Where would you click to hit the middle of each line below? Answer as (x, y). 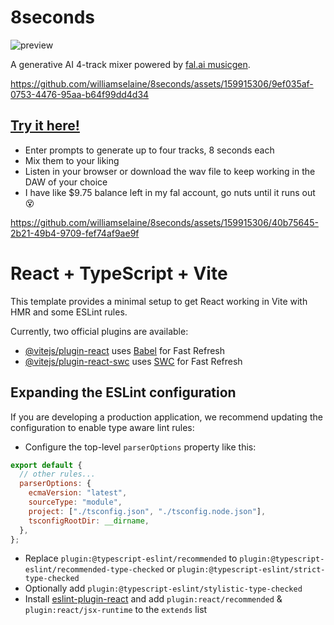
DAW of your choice (66, 182)
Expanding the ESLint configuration (123, 392)
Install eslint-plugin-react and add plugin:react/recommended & (153, 599)
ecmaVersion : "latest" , (78, 493)
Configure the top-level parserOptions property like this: (140, 447)
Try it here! (45, 126)
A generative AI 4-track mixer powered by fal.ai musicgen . (130, 64)
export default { (46, 465)
